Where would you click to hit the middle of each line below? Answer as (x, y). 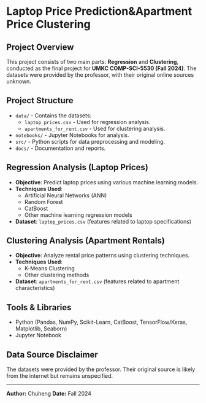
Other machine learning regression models (78, 215)
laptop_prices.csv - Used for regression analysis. (87, 122)
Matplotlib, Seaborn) (41, 329)
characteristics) (35, 288)
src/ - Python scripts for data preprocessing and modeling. (90, 141)
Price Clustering (48, 24)
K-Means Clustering (49, 268)
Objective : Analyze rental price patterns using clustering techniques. (102, 256)
